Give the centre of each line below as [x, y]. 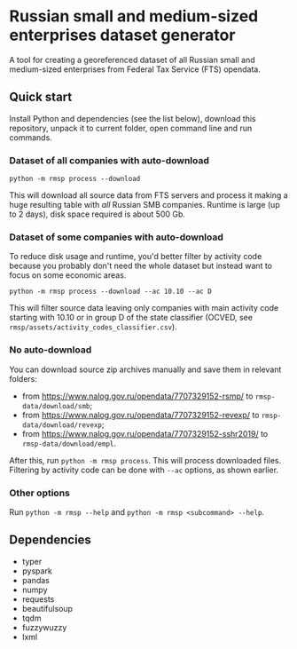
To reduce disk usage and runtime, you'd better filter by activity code [136, 257]
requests [38, 599]
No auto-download [51, 350]
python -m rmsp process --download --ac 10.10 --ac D [111, 292]
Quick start [41, 97]
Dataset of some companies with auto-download [117, 237]
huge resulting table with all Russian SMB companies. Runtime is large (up [145, 205]
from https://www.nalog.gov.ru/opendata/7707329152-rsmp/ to [137, 396]
